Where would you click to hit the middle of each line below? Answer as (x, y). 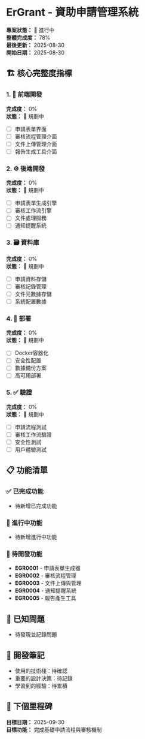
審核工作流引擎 (33, 211)
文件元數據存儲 (33, 294)
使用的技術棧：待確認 (41, 671)
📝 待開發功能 (24, 554)
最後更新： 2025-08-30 (35, 45)
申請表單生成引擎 (36, 203)
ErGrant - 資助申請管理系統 (72, 12)
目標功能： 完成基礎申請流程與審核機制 (54, 729)
